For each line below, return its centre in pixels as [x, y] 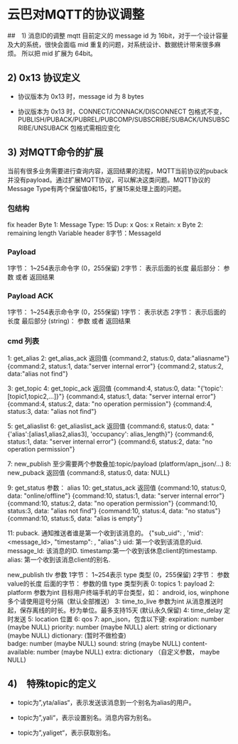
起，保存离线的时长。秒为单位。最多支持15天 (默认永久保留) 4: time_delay [115, 610]
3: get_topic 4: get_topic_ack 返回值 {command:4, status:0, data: [102, 388]
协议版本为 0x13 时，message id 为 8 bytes [81, 96]
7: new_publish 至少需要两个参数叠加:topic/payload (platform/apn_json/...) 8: [119, 464]
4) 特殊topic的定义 [52, 684]
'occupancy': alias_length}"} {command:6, [152, 434]
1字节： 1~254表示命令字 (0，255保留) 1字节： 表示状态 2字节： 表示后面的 [117, 312]
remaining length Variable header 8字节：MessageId [84, 233]
